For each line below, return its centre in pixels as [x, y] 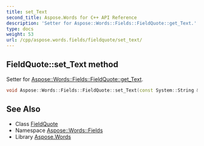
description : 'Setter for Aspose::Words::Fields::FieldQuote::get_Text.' [102, 23]
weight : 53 [20, 35]
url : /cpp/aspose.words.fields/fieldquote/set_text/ [74, 40]
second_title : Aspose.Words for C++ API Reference [72, 18]
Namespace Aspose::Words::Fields [59, 130]
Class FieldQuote [36, 124]
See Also [23, 109]
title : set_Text [27, 12]
